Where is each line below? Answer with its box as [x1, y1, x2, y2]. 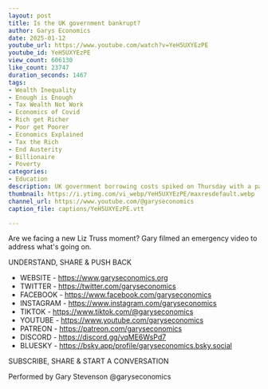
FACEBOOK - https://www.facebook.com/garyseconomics [19, 290, 212, 300]
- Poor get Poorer [8, 123, 69, 131]
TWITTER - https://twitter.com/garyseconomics [19, 281, 177, 292]
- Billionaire [8, 153, 56, 161]
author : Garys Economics [8, 26, 91, 34]
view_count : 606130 [8, 57, 73, 65]
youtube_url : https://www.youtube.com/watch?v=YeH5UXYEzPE [8, 42, 209, 50]
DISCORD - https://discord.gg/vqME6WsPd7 [19, 332, 167, 342]
